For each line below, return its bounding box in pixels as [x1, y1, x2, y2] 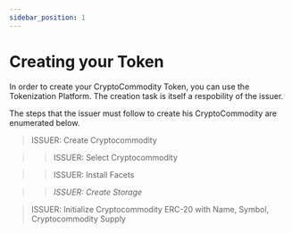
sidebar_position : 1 [9, 12, 87, 22]
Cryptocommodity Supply [30, 213, 127, 224]
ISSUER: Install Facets [53, 169, 135, 179]
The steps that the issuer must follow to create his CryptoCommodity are [9, 108, 277, 119]
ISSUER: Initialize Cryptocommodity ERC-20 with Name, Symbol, [30, 204, 270, 214]
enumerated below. [9, 117, 80, 128]
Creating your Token [9, 51, 164, 71]
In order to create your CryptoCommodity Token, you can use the [9, 81, 250, 92]
